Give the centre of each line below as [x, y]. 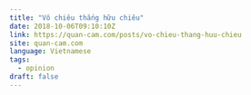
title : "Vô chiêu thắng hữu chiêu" [77, 18]
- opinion [36, 69]
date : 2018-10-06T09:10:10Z [63, 26]
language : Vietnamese [50, 52]
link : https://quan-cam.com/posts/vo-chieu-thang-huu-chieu [126, 34]
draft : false [34, 77]
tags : [20, 60]
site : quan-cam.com [46, 43]
